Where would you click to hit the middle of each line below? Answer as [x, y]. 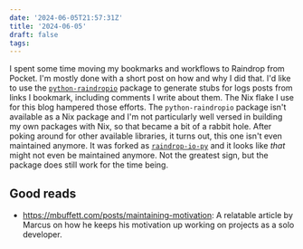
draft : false [34, 34]
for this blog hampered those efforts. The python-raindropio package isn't [148, 107]
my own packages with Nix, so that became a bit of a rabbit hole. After [141, 127]
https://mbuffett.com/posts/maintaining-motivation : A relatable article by [158, 215]
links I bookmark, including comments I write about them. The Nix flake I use [152, 98]
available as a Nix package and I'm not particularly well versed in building [146, 117]
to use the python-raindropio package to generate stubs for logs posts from [151, 88]
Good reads [43, 193]
